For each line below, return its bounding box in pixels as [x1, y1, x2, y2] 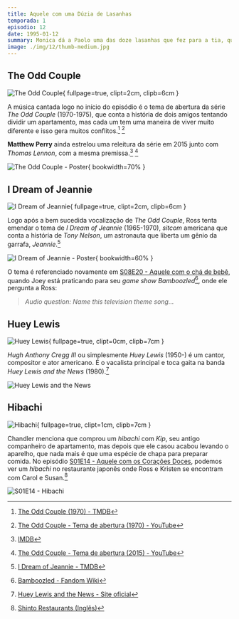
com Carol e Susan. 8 [7, 472, 68, 482]
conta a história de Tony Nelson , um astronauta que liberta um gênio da [7, 231, 218, 239]
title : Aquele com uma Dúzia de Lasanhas [7, 10, 132, 18]
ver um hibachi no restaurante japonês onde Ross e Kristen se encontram [7, 464, 223, 473]
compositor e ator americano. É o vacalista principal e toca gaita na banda [7, 359, 225, 367]
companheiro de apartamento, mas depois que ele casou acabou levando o [7, 442, 229, 450]
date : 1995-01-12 [7, 30, 59, 38]
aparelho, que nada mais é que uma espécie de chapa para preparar [7, 449, 208, 457]
